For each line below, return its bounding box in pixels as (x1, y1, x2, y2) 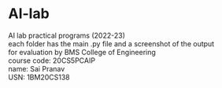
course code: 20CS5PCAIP (8, 56, 96, 65)
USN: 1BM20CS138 (8, 72, 71, 82)
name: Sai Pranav (8, 64, 65, 73)
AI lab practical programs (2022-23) (8, 31, 126, 40)
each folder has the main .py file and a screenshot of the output (8, 38, 215, 48)
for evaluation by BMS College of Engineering (8, 47, 156, 57)
